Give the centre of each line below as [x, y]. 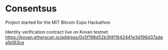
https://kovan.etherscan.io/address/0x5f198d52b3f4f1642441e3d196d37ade [84, 37]
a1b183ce [15, 42]
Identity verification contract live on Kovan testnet [57, 32]
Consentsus [31, 9]
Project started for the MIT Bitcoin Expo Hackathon [58, 22]
